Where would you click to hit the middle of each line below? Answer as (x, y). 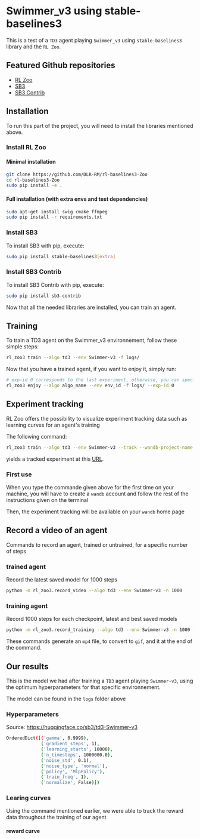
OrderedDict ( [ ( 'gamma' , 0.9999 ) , (48, 738)
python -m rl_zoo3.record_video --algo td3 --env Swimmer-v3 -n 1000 (94, 591)
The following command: (37, 436)
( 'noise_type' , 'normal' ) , (74, 766)
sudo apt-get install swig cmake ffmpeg (57, 212)
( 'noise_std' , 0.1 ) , (66, 760)
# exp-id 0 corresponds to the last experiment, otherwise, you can (93, 380)
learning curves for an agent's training (53, 425)
